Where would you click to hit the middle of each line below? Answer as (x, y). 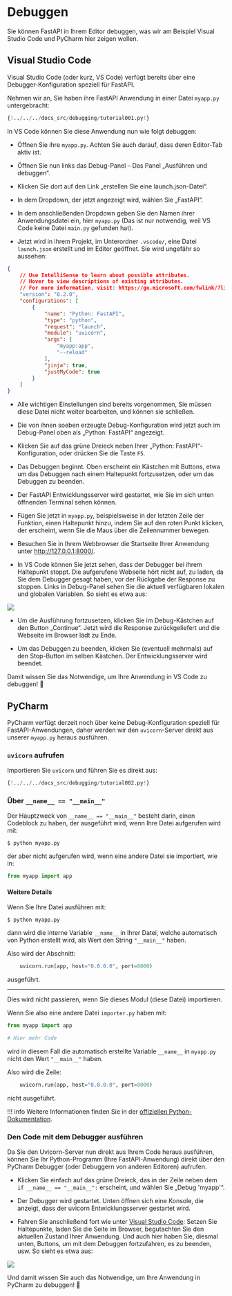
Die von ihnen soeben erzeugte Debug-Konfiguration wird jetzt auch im (118, 425)
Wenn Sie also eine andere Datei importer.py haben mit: (87, 1013)
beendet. (30, 663)
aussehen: (32, 256)
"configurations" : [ (49, 301)
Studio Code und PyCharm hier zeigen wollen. (73, 38)
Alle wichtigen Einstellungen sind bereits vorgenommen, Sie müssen (114, 404)
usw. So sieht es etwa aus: (55, 1251)
